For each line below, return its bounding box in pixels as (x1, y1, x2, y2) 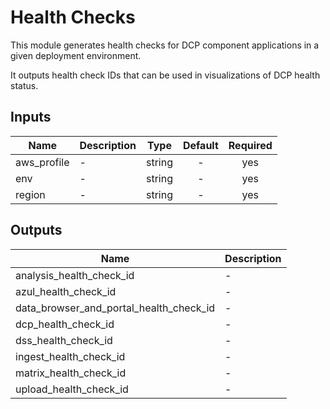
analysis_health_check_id (15, 268, 135, 282)
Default (182, 138, 219, 152)
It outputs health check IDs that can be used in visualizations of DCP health (10, 69, 321, 81)
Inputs (10, 109, 52, 126)
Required (228, 138, 273, 152)
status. (10, 79, 39, 91)
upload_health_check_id (15, 382, 129, 396)
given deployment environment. (10, 49, 142, 61)
